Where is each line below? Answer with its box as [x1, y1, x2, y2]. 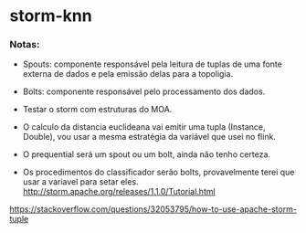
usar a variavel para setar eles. [22, 176, 139, 187]
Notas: [9, 38, 40, 51]
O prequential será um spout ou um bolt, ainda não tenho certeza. [22, 149, 271, 160]
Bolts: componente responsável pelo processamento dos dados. [22, 86, 266, 97]
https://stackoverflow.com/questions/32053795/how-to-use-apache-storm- [9, 204, 297, 215]
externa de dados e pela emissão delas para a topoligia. [22, 69, 234, 79]
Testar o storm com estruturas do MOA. [22, 104, 173, 115]
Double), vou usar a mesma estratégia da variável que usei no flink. [22, 132, 277, 143]
